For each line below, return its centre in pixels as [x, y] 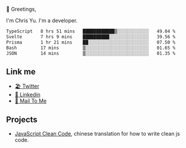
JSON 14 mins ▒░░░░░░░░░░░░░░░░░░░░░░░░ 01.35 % [91, 53]
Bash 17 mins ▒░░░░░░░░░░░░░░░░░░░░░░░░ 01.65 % [91, 48]
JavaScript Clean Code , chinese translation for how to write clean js [97, 134]
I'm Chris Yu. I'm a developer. [42, 20]
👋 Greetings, [21, 9]
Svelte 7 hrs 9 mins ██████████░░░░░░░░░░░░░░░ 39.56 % [91, 37]
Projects [22, 119]
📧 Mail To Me [31, 101]
